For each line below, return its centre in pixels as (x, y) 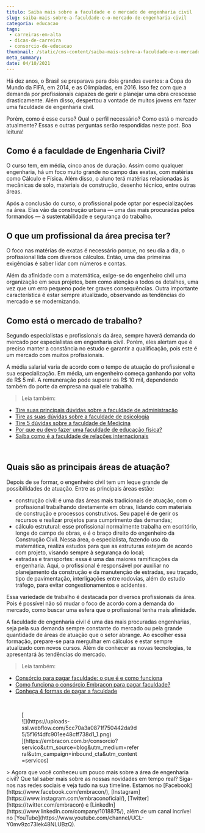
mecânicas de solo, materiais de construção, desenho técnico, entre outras (101, 185)
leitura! (15, 132)
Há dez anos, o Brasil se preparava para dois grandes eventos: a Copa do (99, 81)
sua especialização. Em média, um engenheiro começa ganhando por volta (101, 373)
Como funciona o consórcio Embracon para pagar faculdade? (93, 684)
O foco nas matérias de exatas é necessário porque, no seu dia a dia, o (95, 251)
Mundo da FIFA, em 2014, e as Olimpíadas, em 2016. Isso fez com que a (97, 87)
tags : (13, 29)
